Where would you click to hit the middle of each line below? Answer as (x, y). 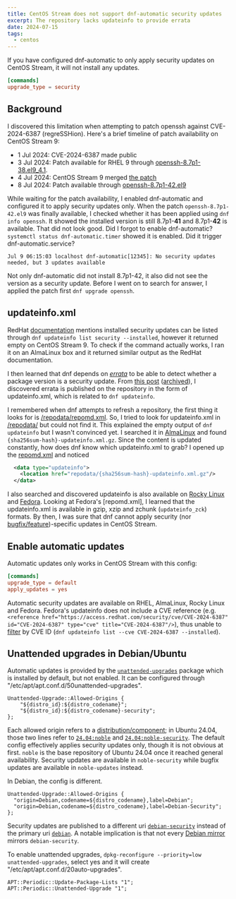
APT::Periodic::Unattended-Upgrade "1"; (68, 889)
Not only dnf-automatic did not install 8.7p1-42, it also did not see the (107, 275)
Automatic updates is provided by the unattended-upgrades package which (116, 670)
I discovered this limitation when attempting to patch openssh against (108, 126)
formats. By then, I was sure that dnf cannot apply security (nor (99, 517)
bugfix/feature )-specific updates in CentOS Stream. (82, 524)
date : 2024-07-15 (33, 27)
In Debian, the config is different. (55, 781)
